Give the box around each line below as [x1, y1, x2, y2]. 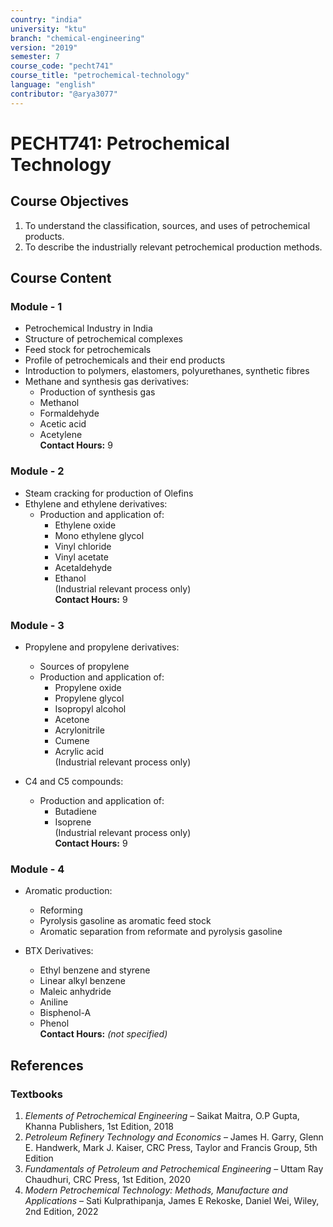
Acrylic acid [54, 745, 105, 757]
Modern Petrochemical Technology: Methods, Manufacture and [24, 1184, 288, 1196]
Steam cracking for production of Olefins [24, 487, 194, 499]
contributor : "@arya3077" [10, 89, 118, 99]
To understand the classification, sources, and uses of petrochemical [24, 219, 311, 231]
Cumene [54, 734, 90, 746]
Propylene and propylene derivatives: [24, 641, 180, 653]
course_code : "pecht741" [10, 61, 114, 71]
